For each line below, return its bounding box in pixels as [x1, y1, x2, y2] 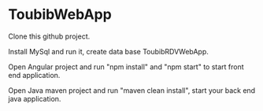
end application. [8, 70, 61, 80]
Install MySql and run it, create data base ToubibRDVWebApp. [8, 46, 209, 56]
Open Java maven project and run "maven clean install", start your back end [8, 85, 256, 95]
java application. [8, 94, 61, 103]
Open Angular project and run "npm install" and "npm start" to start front [8, 61, 244, 72]
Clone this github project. [8, 31, 91, 41]
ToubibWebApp [8, 6, 112, 24]
